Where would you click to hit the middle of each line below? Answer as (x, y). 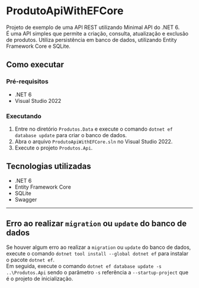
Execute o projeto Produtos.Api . (54, 148)
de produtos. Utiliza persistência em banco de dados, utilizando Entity (92, 40)
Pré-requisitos (27, 82)
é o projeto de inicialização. (40, 279)
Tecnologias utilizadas (49, 166)
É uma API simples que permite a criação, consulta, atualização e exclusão (97, 33)
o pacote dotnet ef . (31, 260)
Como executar (35, 65)
